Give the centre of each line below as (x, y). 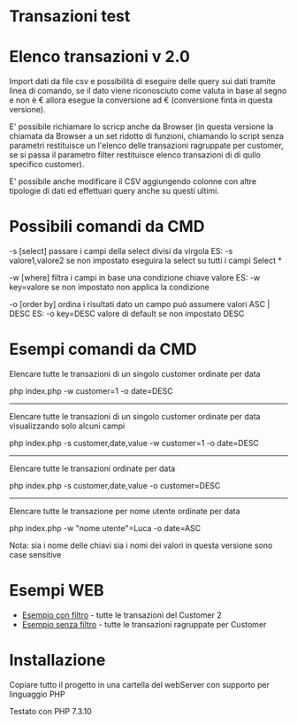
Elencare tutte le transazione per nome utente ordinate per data (125, 511)
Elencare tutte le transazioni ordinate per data (92, 468)
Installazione (57, 660)
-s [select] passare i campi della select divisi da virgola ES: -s (121, 251)
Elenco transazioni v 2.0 (99, 57)
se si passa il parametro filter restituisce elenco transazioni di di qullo (135, 155)
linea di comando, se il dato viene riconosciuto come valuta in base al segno (148, 91)
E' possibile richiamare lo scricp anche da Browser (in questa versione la (141, 127)
